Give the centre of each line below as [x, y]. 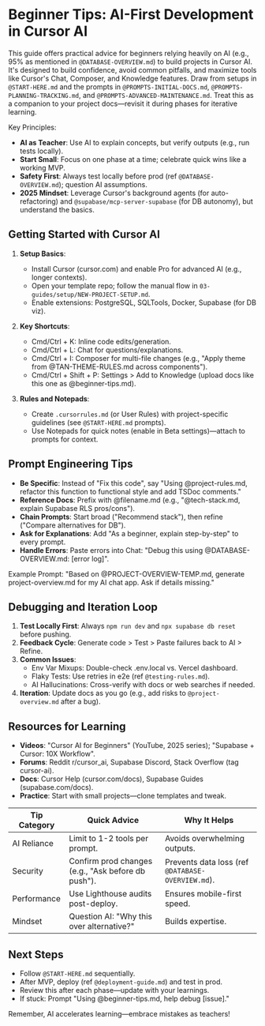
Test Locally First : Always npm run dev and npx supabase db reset [127, 626]
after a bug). [80, 701]
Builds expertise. [196, 922]
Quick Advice [113, 821]
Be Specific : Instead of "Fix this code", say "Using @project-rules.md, [133, 483]
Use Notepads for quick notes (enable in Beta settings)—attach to [138, 430]
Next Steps [36, 955]
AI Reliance [33, 844]
